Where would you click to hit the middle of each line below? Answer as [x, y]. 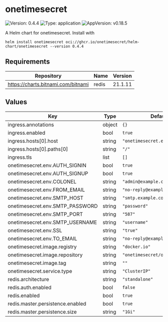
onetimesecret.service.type [40, 271]
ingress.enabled [26, 133]
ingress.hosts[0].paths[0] [38, 149]
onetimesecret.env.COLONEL [42, 181]
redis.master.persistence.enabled [47, 303]
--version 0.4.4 [67, 46]
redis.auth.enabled [29, 287]
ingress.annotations [31, 125]
